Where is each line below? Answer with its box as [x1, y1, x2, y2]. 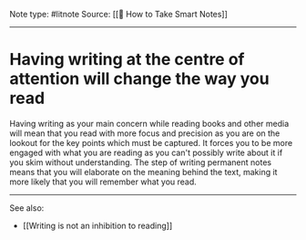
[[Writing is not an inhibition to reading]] [22, 220, 173, 231]
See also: [9, 202, 45, 214]
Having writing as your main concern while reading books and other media [9, 118, 290, 129]
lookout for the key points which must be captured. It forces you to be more [9, 137, 293, 148]
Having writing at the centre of [9, 49, 245, 70]
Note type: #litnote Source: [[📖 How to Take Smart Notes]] [9, 9, 228, 19]
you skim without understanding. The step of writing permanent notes [9, 156, 271, 168]
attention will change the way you [9, 68, 270, 89]
